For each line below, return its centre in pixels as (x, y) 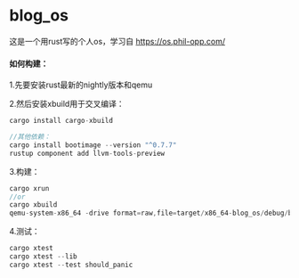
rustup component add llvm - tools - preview (87, 153)
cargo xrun (29, 188)
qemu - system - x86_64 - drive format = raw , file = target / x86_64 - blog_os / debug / (149, 213)
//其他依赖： (30, 137)
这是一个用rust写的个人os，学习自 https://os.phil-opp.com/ (117, 41)
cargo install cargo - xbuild (61, 121)
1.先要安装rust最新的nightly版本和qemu (81, 85)
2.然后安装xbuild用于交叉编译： (67, 104)
